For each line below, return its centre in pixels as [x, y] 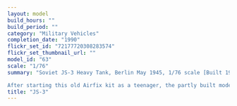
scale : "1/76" [28, 66]
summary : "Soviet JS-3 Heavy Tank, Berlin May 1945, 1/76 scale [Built [115, 72]
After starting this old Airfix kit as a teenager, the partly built [112, 85]
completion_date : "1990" [44, 40]
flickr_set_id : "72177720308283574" [61, 46]
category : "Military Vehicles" [53, 33]
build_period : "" [33, 27]
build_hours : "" [31, 20]
